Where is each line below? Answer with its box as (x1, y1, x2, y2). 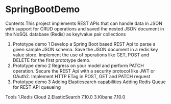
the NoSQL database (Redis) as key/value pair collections (5, 31, 126, 37)
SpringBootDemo (5, 4, 80, 15)
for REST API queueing (12, 84, 61, 90)
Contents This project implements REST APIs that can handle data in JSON (5, 20, 162, 26)
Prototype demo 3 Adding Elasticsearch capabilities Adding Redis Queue (12, 79, 166, 85)
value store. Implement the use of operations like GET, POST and (12, 52, 150, 58)
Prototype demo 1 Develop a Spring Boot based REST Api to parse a (12, 41, 156, 47)
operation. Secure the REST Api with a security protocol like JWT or (12, 67, 156, 74)
